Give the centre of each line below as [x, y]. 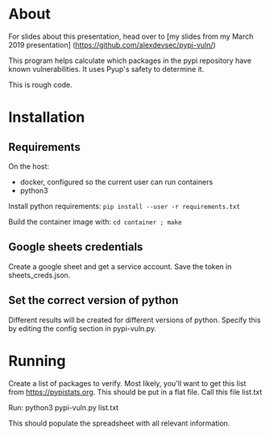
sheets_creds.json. [39, 275]
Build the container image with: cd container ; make [95, 222]
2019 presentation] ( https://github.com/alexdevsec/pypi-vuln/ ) [112, 44]
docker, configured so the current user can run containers [116, 181]
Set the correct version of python [93, 300]
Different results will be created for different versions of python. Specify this [135, 320]
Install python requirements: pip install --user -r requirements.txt [124, 206]
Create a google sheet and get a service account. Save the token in [120, 266]
